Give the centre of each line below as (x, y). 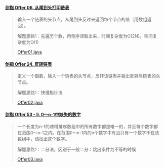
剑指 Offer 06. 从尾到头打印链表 (37, 7)
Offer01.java (29, 52)
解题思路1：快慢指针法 (40, 93)
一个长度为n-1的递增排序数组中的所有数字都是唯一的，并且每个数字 (85, 126)
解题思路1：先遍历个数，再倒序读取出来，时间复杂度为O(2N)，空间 (85, 36)
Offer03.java (30, 159)
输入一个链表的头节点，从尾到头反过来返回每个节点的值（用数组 (82, 19)
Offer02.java (30, 103)
